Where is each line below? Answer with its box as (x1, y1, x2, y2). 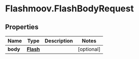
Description (44, 38, 73, 44)
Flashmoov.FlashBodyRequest (5, 3, 134, 14)
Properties (5, 23, 39, 31)
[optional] (77, 46, 101, 53)
